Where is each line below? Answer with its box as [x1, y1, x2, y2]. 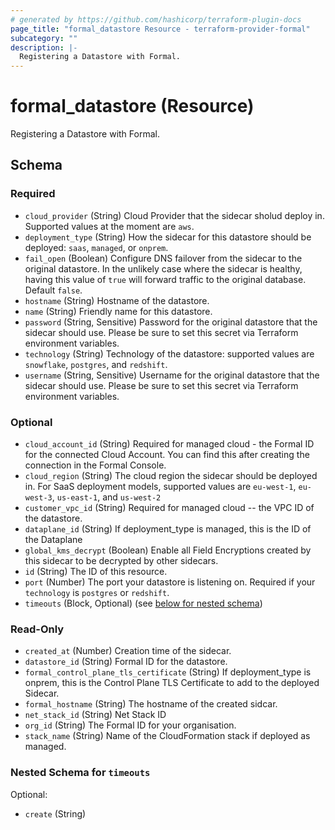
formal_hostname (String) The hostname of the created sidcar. [24, 698, 278, 710]
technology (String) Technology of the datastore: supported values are [24, 347, 315, 360]
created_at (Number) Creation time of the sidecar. [24, 645, 232, 657]
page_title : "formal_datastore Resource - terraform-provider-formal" [10, 24, 311, 34]
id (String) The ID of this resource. [24, 566, 168, 578]
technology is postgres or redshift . [24, 587, 170, 599]
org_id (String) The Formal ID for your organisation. [24, 719, 237, 731]
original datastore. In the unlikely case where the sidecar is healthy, [24, 262, 303, 275]
